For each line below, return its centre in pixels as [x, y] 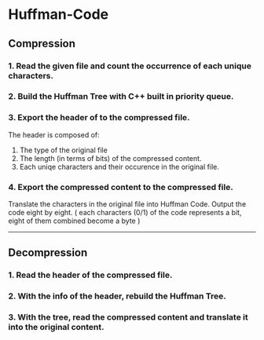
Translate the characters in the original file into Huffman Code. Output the [127, 204]
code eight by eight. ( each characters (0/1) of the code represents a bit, [125, 213]
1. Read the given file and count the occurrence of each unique [130, 66]
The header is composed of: [54, 134]
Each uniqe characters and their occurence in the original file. [119, 166]
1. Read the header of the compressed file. [90, 275]
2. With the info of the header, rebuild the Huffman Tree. [117, 296]
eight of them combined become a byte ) [74, 221]
